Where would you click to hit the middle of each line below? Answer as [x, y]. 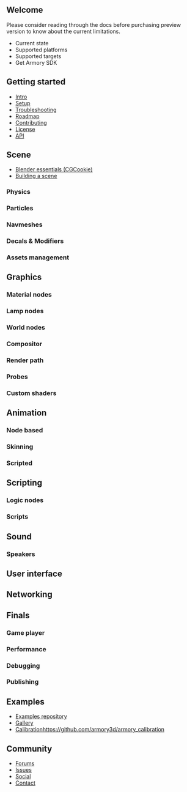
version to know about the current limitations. [64, 31]
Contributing [31, 122]
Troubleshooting [36, 109]
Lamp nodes [25, 311]
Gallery [24, 723]
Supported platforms [41, 50]
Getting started [36, 82]
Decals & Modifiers [35, 241]
